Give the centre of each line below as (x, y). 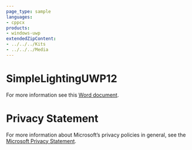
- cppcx (16, 22)
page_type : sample (28, 11)
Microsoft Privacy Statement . (41, 141)
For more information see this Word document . (63, 95)
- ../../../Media (27, 50)
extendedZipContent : (31, 39)
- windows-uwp (23, 33)
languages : (19, 17)
